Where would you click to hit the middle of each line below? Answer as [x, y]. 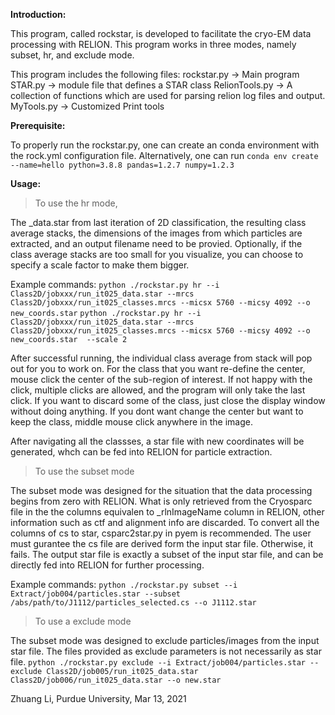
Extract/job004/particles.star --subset [96, 594]
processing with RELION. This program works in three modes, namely [153, 44]
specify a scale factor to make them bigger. [100, 265]
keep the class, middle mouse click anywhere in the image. [131, 422]
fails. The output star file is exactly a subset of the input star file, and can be [167, 554]
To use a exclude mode [83, 621]
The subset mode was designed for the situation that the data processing [161, 490]
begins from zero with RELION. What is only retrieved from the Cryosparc [161, 501]
